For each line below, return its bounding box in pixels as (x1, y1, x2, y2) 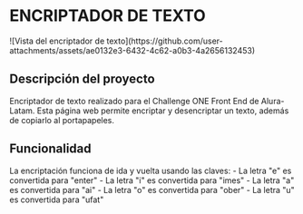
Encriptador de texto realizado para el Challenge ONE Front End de (9, 95, 259, 106)
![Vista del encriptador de (9, 35, 105, 46)
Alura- (260, 95, 285, 106)
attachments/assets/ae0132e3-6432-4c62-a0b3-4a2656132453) (9, 44, 256, 55)
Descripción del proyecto (9, 72, 156, 87)
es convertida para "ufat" (9, 194, 104, 205)
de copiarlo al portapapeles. (9, 114, 115, 125)
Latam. (9, 105, 35, 116)
